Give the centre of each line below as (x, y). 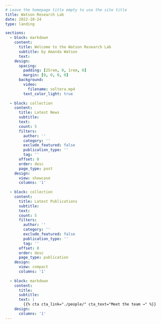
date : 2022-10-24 (23, 19)
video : (30, 85)
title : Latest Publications (48, 201)
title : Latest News (39, 113)
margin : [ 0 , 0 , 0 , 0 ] (46, 75)
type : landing (20, 24)
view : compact (33, 267)
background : (31, 80)
